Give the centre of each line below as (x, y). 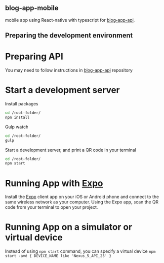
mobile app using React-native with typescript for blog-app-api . (70, 20)
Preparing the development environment (69, 36)
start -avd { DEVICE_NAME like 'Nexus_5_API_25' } (58, 256)
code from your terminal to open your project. (52, 207)
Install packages (22, 104)
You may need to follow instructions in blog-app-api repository (69, 70)
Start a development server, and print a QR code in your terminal (71, 150)
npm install (17, 117)
